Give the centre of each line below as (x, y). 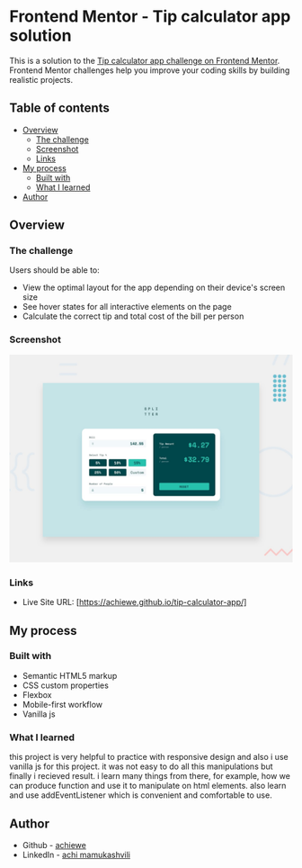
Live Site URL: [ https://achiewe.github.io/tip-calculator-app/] (134, 602)
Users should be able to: (55, 270)
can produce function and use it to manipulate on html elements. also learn (148, 786)
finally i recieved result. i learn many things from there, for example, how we (150, 776)
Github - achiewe (54, 845)
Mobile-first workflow (62, 704)
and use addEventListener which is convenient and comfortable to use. (141, 795)
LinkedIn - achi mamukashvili (76, 854)
